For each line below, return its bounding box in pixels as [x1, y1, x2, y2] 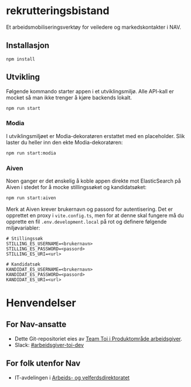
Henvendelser [6, 296, 76, 309]
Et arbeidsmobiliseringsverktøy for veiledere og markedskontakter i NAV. [6, 23, 182, 31]
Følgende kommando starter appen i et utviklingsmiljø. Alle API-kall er [6, 88, 175, 95]
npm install [6, 56, 35, 62]
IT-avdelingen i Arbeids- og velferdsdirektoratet [14, 374, 130, 381]
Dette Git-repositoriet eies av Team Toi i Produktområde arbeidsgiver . [14, 335, 183, 342]
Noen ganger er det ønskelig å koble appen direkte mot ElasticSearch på [6, 177, 182, 184]
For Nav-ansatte [6, 319, 67, 329]
